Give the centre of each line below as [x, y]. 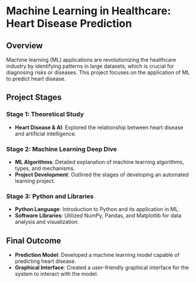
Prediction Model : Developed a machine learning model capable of [97, 255]
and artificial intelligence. [45, 133]
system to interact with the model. [56, 274]
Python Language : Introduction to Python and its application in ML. [97, 209]
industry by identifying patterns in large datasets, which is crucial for [90, 66]
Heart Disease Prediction [69, 23]
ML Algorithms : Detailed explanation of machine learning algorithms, [99, 162]
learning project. [35, 181]
